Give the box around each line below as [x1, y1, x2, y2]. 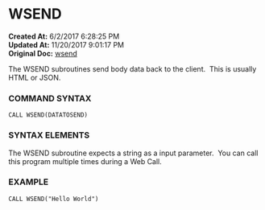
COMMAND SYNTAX [8, 93, 92, 104]
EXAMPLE [8, 176, 49, 187]
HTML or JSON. [8, 72, 61, 82]
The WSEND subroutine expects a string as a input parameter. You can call [8, 148, 259, 158]
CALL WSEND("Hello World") [8, 195, 99, 203]
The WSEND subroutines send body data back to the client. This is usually [8, 64, 257, 73]
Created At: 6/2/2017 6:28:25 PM [8, 31, 120, 41]
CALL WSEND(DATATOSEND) [8, 111, 89, 119]
